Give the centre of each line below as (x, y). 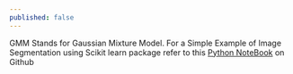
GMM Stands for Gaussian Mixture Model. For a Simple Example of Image (145, 43)
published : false (42, 17)
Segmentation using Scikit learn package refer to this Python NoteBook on (147, 52)
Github (22, 62)
